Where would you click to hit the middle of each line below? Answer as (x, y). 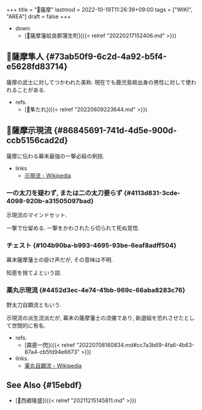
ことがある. (31, 90)
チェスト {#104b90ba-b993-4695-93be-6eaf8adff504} (92, 245)
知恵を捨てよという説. (34, 273)
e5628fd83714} (37, 67)
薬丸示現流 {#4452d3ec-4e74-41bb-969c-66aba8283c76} (96, 290)
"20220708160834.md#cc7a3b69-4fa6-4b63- (135, 345)
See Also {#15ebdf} (44, 385)
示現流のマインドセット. (37, 215)
